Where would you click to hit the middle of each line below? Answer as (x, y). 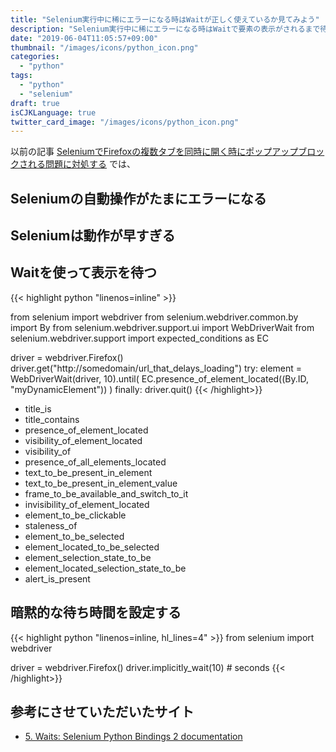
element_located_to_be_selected (92, 547)
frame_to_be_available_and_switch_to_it (106, 493)
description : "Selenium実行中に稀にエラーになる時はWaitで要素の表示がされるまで (165, 29)
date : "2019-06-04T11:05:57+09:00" (84, 38)
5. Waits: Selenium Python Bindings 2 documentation (133, 737)
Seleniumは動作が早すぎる (93, 236)
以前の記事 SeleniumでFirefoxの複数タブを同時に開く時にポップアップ (154, 152)
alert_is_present (57, 578)
